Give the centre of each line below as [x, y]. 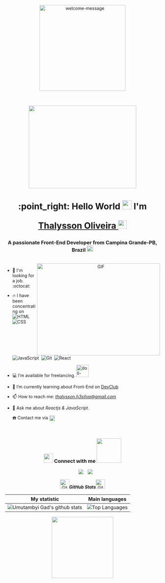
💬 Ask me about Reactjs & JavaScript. [51, 408]
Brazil [79, 250]
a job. [18, 280]
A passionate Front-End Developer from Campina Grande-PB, [82, 243]
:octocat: [21, 286]
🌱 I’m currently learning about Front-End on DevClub [65, 386]
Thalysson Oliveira [77, 226]
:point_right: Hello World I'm [82, 207]
